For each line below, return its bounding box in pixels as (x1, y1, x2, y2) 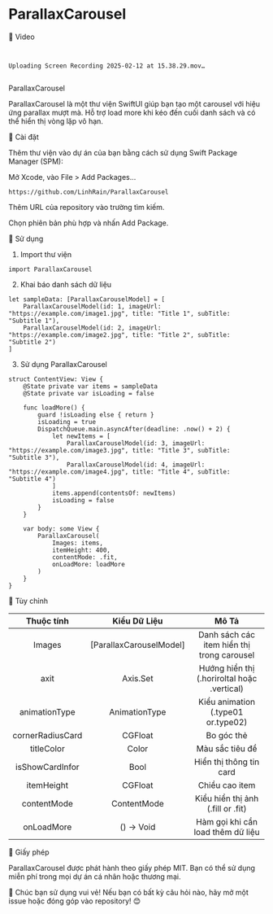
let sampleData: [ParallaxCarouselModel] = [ (8, 295, 165, 304)
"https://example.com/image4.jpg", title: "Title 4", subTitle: (8, 467, 231, 476)
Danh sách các (197, 628, 256, 640)
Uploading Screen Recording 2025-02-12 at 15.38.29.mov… (8, 62, 206, 70)
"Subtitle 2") (8, 338, 57, 346)
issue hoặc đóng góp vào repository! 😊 (8, 896, 141, 906)
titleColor (29, 742, 65, 754)
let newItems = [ (51, 432, 111, 440)
